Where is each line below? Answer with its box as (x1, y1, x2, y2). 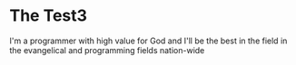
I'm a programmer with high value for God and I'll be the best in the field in (9, 35, 288, 46)
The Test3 (9, 5, 88, 26)
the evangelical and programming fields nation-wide (9, 44, 205, 55)
